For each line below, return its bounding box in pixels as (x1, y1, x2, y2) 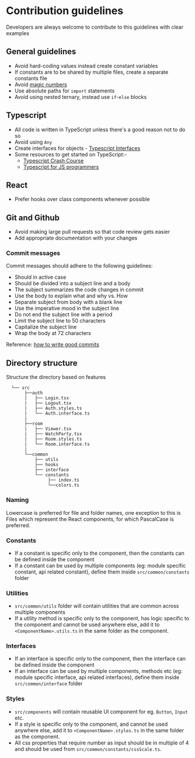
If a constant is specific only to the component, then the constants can (14, 549, 185, 556)
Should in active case (14, 274, 67, 281)
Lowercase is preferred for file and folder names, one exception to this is (6, 509, 181, 516)
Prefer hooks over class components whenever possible (14, 196, 150, 203)
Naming (6, 496, 29, 504)
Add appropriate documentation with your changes (14, 234, 138, 241)
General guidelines (6, 47, 76, 57)
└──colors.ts (47, 482, 80, 489)
